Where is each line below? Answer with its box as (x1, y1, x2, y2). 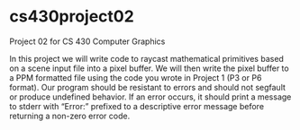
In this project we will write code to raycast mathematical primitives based (9, 53, 284, 64)
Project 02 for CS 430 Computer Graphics (9, 36, 166, 47)
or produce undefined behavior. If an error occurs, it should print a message (9, 91, 292, 102)
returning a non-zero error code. (9, 110, 131, 121)
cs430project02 (9, 6, 135, 27)
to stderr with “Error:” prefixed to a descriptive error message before (9, 100, 264, 111)
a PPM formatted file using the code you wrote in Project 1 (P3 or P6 (9, 72, 262, 82)
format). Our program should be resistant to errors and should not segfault (9, 82, 286, 92)
